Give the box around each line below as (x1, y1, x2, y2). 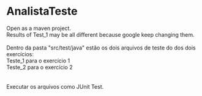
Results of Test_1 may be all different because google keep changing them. (6, 31, 195, 38)
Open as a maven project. (6, 24, 72, 32)
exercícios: (6, 50, 34, 57)
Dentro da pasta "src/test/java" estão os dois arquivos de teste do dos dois (6, 44, 196, 51)
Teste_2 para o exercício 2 (6, 63, 73, 71)
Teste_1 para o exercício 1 (6, 57, 70, 64)
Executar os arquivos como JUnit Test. (6, 83, 104, 90)
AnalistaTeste (6, 4, 78, 18)
